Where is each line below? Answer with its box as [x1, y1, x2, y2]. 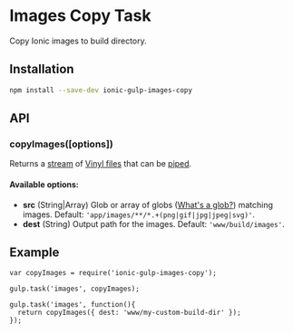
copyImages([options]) [9, 138, 113, 150]
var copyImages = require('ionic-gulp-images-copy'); [9, 269, 218, 278]
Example [9, 244, 60, 260]
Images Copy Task [9, 5, 151, 26]
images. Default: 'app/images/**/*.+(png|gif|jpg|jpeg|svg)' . [22, 209, 256, 220]
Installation [9, 62, 74, 77]
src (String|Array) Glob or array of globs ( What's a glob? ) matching [22, 199, 274, 210]
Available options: [9, 178, 80, 190]
